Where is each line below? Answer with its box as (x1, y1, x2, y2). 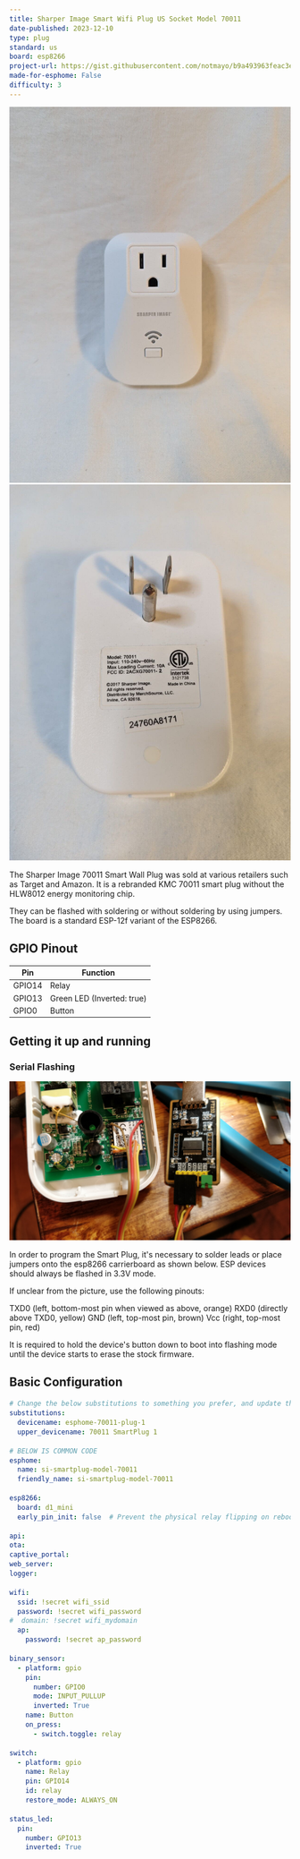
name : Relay (25, 1768, 70, 1777)
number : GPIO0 (32, 1683, 87, 1692)
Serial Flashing (9, 1061, 76, 1073)
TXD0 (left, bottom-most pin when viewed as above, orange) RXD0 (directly (9, 1302, 288, 1313)
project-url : (9, 62, 58, 71)
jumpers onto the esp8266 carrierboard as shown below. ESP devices (9, 1258, 266, 1269)
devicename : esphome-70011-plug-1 (17, 1419, 146, 1428)
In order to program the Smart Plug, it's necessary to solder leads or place (9, 1249, 283, 1259)
